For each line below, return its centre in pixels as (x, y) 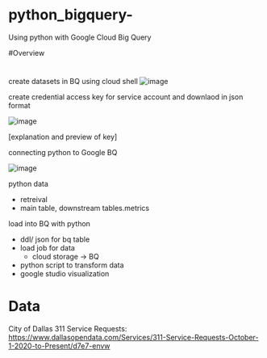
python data (28, 184)
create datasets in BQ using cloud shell (73, 82)
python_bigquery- (71, 15)
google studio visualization (65, 274)
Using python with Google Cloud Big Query (80, 37)
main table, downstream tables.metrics (85, 208)
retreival (34, 200)
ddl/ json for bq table (55, 239)
